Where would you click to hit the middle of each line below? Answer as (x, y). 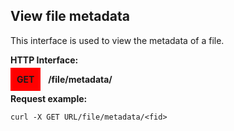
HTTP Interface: (44, 60)
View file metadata (70, 16)
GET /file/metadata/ (64, 79)
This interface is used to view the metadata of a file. (117, 40)
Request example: (49, 98)
